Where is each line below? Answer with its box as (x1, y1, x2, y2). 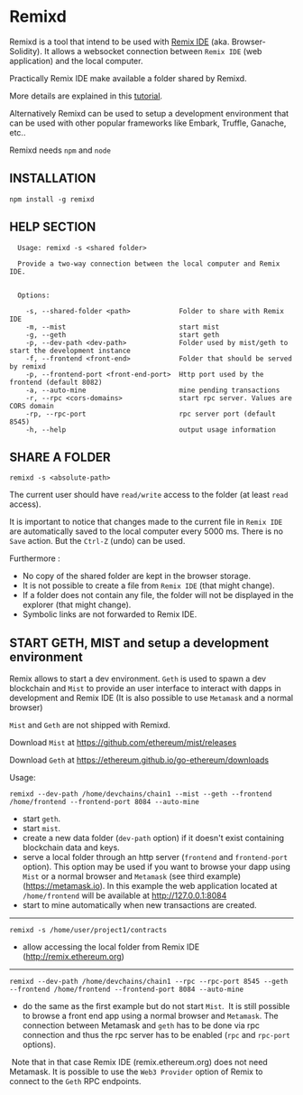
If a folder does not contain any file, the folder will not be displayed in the (22, 590, 294, 601)
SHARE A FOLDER (9, 449, 111, 464)
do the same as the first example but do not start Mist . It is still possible (22, 1001, 290, 1012)
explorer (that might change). (22, 599, 132, 611)
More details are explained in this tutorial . (9, 90, 163, 101)
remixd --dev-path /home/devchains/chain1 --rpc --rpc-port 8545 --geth (9, 978, 289, 987)
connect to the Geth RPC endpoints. (9, 1076, 142, 1087)
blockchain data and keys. (22, 842, 120, 853)
